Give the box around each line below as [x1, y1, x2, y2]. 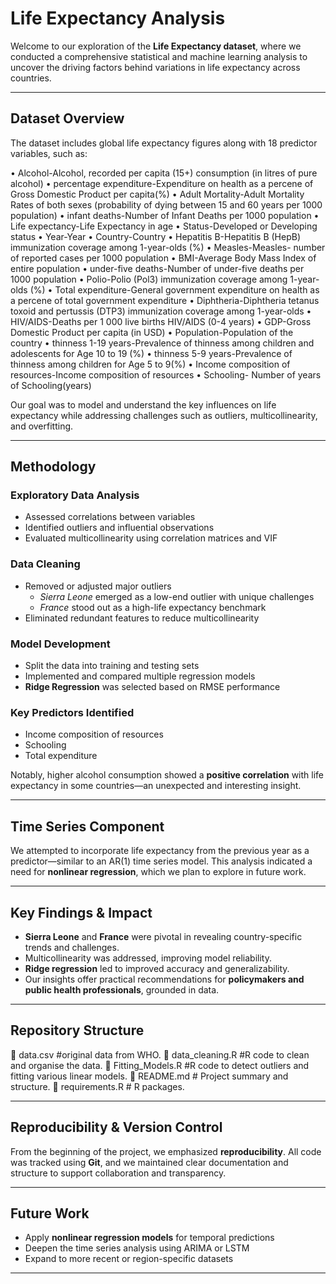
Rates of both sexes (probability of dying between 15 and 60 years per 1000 [10, 198, 323, 211]
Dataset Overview [10, 110, 125, 127]
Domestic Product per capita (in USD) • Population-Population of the [10, 326, 294, 338]
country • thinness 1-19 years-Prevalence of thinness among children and [10, 337, 315, 349]
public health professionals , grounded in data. [24, 983, 220, 996]
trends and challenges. [24, 941, 120, 953]
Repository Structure [10, 1022, 145, 1039]
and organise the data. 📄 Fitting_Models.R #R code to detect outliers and [10, 1059, 310, 1071]
